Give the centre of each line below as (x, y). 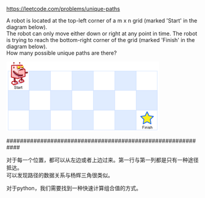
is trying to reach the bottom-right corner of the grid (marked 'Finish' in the (101, 40)
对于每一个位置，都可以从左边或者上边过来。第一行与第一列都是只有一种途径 (103, 160)
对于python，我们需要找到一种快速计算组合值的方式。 (74, 188)
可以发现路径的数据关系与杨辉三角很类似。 (60, 175)
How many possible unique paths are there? (62, 53)
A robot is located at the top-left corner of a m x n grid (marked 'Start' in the (102, 20)
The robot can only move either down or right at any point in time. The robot (102, 34)
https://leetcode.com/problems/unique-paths (63, 9)
